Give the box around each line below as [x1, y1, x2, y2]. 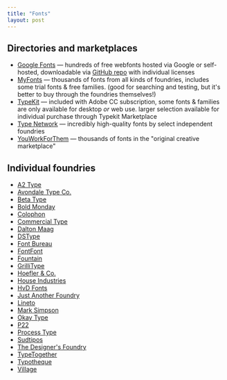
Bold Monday [17, 203, 55, 211]
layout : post [7, 17, 45, 24]
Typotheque [17, 358, 52, 366]
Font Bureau [17, 240, 53, 248]
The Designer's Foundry [17, 343, 87, 352]
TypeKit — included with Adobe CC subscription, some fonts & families [17, 98, 220, 106]
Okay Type [17, 313, 48, 322]
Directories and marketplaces [7, 42, 138, 54]
